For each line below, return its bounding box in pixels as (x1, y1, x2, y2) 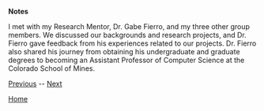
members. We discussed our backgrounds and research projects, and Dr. (8, 31, 247, 39)
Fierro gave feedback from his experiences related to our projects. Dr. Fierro (8, 39, 257, 48)
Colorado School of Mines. (8, 64, 96, 73)
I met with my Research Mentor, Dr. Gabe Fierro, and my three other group (8, 22, 251, 31)
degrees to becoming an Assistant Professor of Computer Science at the (8, 55, 245, 65)
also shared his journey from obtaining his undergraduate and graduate (8, 47, 240, 56)
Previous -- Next (8, 79, 62, 88)
